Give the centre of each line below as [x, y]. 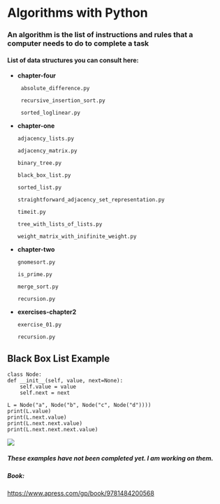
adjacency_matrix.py [47, 151]
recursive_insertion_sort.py [63, 101]
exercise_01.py [39, 325]
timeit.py [32, 212]
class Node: [24, 375]
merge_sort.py [38, 287]
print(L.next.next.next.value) [53, 430]
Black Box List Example [59, 358]
